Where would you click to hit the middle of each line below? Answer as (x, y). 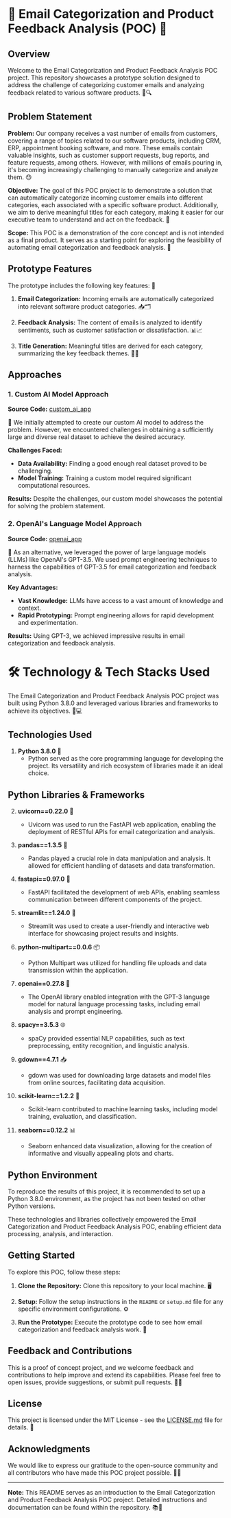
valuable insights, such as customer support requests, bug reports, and (109, 155)
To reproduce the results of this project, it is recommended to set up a (107, 1191)
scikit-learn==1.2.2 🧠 (49, 1096)
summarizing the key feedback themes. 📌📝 (78, 353)
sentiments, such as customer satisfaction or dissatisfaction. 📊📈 (110, 330)
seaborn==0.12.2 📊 (47, 1130)
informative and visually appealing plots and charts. (101, 1153)
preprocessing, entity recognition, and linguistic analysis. (108, 1046)
